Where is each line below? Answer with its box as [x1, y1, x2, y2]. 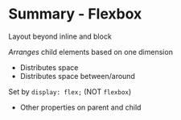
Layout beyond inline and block [8, 31, 113, 41]
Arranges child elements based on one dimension [8, 47, 173, 56]
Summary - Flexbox [8, 5, 142, 23]
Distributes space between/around [19, 71, 135, 81]
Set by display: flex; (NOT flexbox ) [8, 86, 132, 97]
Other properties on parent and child [19, 102, 142, 112]
